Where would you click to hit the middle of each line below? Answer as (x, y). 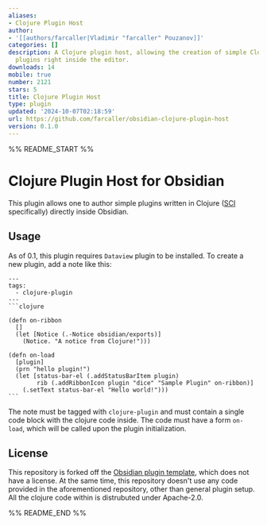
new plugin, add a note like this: (60, 264)
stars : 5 (23, 89)
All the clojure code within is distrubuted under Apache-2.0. (106, 498)
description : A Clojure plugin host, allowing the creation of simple (128, 52)
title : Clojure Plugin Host (55, 97)
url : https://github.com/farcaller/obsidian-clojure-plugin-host (118, 119)
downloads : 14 (32, 68)
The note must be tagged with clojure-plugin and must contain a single (126, 411)
